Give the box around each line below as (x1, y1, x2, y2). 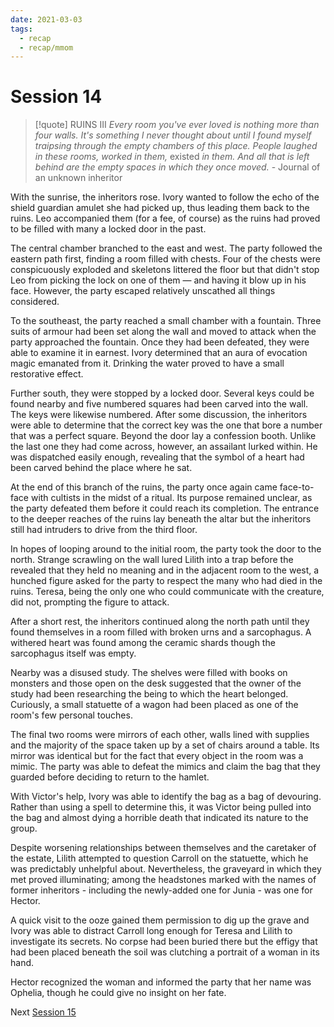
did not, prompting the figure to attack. (10, 596, 170, 608)
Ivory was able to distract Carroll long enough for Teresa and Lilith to (10, 925, 293, 937)
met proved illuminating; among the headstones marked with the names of (10, 874, 317, 886)
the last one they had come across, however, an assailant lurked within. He (10, 441, 318, 453)
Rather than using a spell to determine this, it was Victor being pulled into (10, 801, 312, 813)
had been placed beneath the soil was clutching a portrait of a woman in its (10, 946, 320, 958)
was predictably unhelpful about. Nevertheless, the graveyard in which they (10, 863, 322, 875)
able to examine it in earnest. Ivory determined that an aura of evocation (10, 347, 308, 359)
